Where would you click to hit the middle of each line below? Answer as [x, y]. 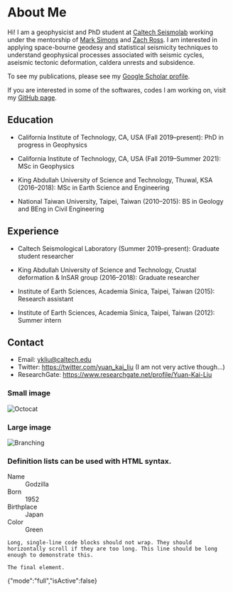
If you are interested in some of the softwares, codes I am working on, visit [116, 90]
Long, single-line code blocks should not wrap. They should [100, 543]
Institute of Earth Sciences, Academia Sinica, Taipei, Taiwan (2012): [116, 312]
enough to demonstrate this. [50, 555]
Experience [33, 231]
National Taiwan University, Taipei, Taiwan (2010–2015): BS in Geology [120, 201]
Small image [29, 393]
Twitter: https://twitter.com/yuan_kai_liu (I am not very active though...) [121, 367]
